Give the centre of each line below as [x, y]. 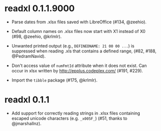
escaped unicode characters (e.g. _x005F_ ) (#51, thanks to [69, 118]
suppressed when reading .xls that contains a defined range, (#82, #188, [84, 51]
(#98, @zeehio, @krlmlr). [37, 36]
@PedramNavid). [29, 56]
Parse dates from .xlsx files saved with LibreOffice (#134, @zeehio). [79, 22]
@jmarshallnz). [26, 123]
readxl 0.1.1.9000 [40, 8]
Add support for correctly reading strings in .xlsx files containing [76, 113]
